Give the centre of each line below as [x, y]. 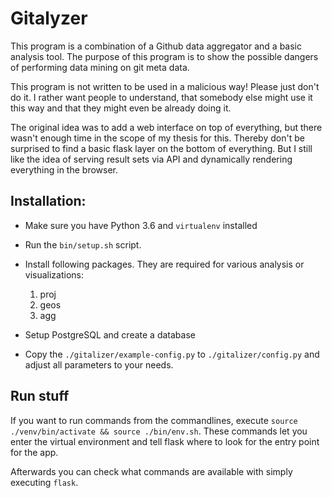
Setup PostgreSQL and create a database [110, 334]
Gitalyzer [49, 18]
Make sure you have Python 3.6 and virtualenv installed [141, 225]
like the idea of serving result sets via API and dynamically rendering [151, 159]
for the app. [34, 452]
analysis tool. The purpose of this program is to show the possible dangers [164, 56]
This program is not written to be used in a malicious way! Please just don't [165, 86]
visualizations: [54, 274]
